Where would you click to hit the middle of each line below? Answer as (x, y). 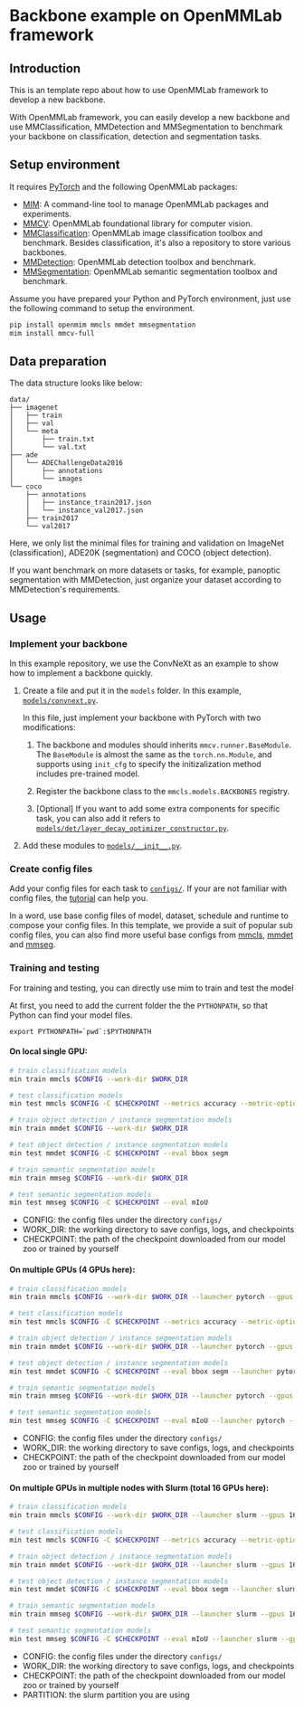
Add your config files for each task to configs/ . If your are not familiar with (148, 888)
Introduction (45, 68)
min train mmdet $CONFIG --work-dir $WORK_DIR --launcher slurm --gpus (147, 1565)
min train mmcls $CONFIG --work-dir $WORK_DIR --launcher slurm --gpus (147, 1515)
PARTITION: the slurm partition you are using (106, 1695)
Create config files (51, 869)
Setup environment (65, 165)
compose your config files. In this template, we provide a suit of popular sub (152, 926)
